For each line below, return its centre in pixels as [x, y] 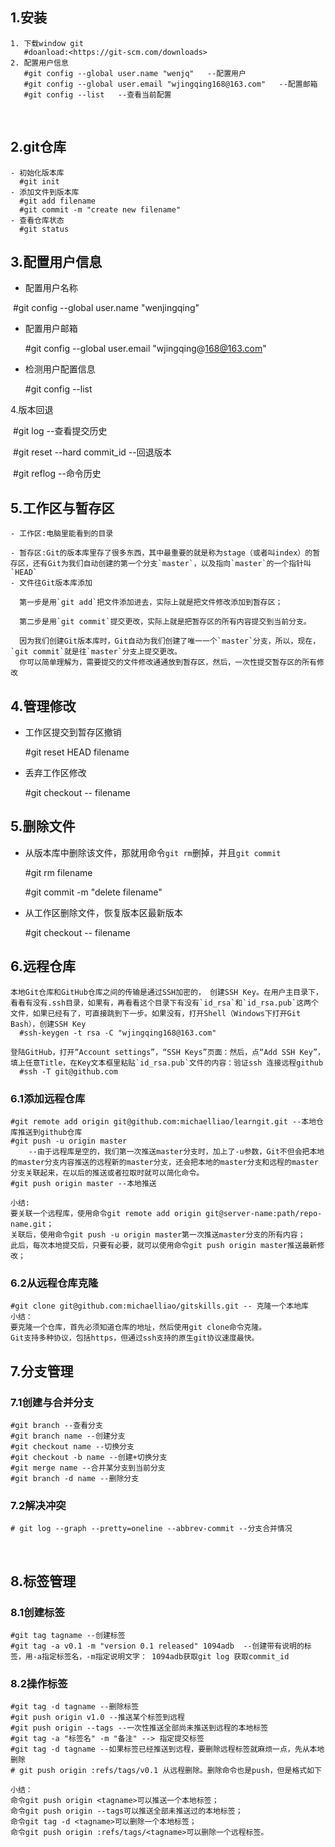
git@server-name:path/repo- [264, 1213]
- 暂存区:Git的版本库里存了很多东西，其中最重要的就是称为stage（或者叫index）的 [161, 553]
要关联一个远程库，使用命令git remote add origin [106, 1213]
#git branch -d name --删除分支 [75, 1478]
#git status [44, 229]
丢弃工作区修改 [55, 773]
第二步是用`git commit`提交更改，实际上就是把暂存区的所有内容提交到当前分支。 [165, 622]
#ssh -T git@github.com [68, 1071]
